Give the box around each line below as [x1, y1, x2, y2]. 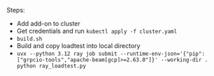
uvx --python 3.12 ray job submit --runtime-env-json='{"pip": [16, 50, 206, 57]
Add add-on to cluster [16, 20, 81, 27]
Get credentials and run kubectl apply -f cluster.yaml [16, 27, 178, 35]
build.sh [16, 36, 43, 43]
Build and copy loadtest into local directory [16, 42, 141, 50]
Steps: [6, 6, 25, 14]
